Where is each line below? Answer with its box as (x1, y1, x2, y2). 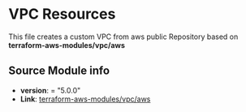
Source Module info (8, 64, 110, 78)
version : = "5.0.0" (19, 85, 81, 95)
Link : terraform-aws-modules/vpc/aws (19, 94, 151, 104)
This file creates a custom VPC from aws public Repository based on (8, 32, 239, 41)
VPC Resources (8, 5, 116, 24)
